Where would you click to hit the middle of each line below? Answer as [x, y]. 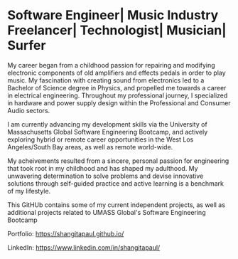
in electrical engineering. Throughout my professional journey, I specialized [118, 95]
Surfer [27, 46]
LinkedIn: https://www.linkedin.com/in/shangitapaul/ [84, 247]
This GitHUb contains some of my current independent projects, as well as [117, 205]
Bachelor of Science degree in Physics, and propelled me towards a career [117, 88]
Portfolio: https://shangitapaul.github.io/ [66, 233]
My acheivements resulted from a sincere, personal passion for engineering [118, 161]
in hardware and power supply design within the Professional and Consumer [119, 102]
